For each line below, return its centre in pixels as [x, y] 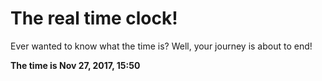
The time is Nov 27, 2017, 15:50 [75, 65]
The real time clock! [94, 18]
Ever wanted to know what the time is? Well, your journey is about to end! [161, 46]
